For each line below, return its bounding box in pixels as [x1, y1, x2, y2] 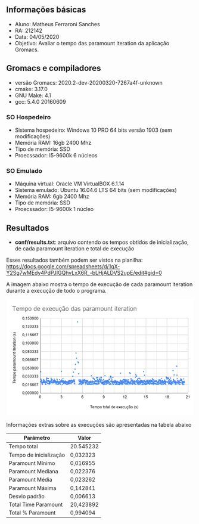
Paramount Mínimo [8, 459, 55, 467]
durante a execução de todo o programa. [6, 287, 107, 294]
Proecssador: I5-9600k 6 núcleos [14, 151, 98, 159]
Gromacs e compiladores [6, 63, 101, 73]
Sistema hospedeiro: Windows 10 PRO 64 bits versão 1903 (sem [14, 126, 173, 134]
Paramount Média [8, 476, 52, 483]
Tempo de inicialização [8, 451, 66, 458]
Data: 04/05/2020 [14, 33, 60, 41]
